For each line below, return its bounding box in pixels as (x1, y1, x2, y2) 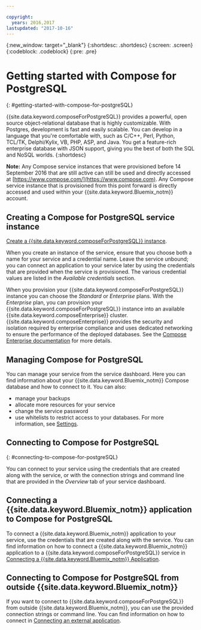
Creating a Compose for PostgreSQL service (6, 212, 175, 222)
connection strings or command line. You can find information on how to (6, 611, 184, 618)
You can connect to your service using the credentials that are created (6, 465, 180, 472)
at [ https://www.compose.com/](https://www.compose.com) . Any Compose (6, 176, 194, 183)
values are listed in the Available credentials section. (6, 275, 136, 282)
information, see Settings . (14, 420, 79, 427)
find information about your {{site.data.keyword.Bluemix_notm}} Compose (6, 376, 190, 384)
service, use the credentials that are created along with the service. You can (6, 536, 194, 543)
